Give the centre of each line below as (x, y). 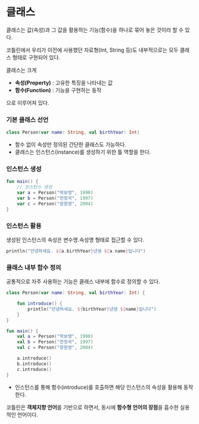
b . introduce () (34, 364)
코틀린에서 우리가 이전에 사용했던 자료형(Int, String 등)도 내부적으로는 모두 (92, 50)
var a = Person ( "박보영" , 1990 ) (55, 193)
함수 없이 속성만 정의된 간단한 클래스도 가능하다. (70, 145)
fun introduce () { (40, 304)
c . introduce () (34, 369)
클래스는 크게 (21, 70)
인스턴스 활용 (24, 226)
